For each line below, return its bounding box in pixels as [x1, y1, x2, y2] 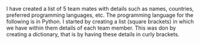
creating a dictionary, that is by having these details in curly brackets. [6, 31, 180, 38]
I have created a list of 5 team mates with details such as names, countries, [6, 5, 194, 12]
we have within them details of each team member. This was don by [6, 24, 176, 31]
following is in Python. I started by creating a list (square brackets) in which [6, 18, 194, 25]
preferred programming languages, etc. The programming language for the [6, 11, 194, 19]
